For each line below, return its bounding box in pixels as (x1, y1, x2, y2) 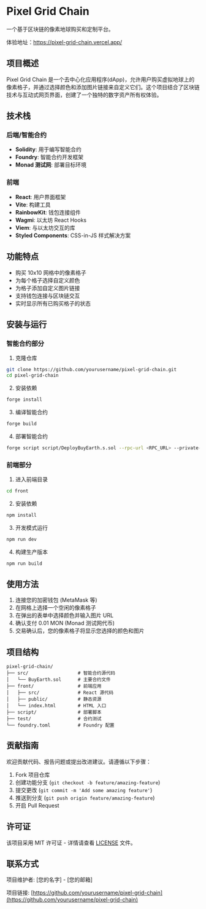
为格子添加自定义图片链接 (15, 284, 80, 291)
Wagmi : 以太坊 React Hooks (15, 216, 87, 224)
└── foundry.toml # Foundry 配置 (6, 722, 115, 729)
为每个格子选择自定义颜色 (15, 277, 80, 284)
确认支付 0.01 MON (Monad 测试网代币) (15, 620, 115, 627)
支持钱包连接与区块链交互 (15, 292, 80, 299)
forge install (6, 396, 43, 403)
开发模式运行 (15, 524, 48, 531)
